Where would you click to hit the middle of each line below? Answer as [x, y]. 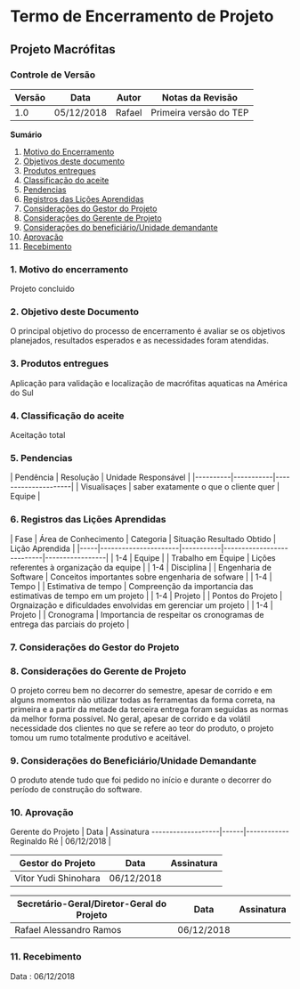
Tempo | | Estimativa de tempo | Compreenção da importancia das [132, 586]
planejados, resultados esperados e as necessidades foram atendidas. [140, 341]
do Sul [22, 393]
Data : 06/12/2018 [42, 976]
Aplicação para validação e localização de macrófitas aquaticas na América [149, 383]
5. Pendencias [41, 458]
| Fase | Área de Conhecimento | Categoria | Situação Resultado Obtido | [143, 539]
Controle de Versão [53, 75]
